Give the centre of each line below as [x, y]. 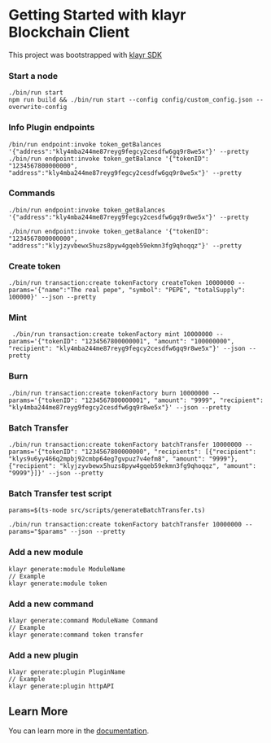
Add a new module [46, 553]
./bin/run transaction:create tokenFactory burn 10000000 [109, 393]
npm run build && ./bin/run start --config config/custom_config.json [131, 100]
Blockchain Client [69, 32]
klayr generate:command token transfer [76, 635]
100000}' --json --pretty [52, 297]
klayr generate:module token [58, 583]
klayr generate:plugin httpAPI [61, 686]
